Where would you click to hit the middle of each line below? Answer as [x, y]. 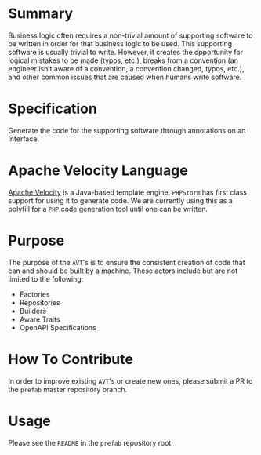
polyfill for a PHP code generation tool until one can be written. [108, 209]
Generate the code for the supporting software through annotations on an [127, 130]
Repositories [40, 302]
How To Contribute [71, 359]
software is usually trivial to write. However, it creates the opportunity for [126, 52]
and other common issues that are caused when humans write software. [125, 77]
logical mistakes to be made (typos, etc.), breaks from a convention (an [123, 60]
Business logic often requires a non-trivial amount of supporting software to [130, 35]
